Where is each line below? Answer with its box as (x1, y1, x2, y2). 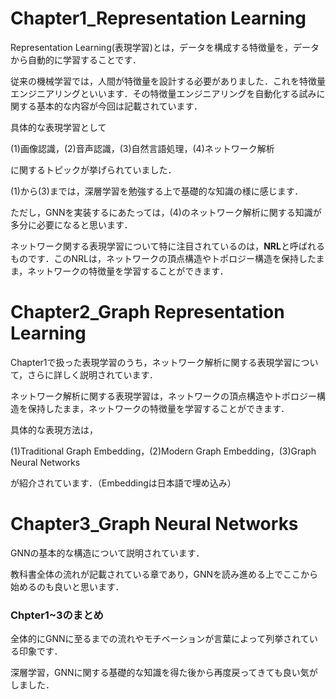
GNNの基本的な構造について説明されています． (10, 547, 205, 559)
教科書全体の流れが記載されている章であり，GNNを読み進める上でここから (10, 568, 318, 580)
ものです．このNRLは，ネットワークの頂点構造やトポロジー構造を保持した (10, 252, 317, 264)
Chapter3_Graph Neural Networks (10, 513, 299, 536)
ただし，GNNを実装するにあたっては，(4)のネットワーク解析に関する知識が (10, 206, 322, 218)
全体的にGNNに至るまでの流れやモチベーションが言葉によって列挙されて (10, 633, 310, 645)
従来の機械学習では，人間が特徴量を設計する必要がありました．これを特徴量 (10, 75, 326, 87)
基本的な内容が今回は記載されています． (36, 100, 203, 112)
